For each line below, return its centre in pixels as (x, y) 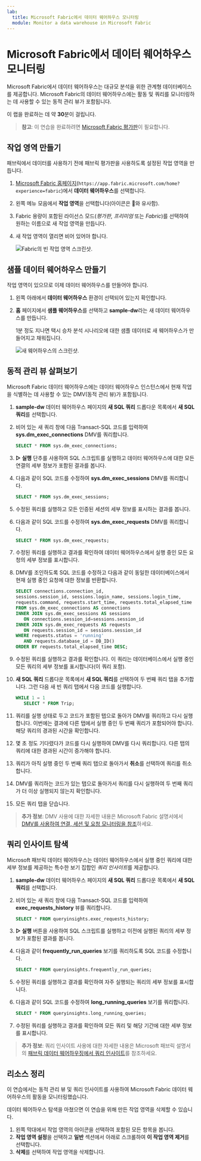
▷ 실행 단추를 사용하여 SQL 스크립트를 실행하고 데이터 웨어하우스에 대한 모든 (105, 458)
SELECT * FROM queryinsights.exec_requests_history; (82, 919)
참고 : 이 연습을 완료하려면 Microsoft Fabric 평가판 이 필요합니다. (95, 127)
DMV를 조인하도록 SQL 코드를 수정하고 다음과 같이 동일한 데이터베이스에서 (102, 573)
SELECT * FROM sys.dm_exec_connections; (66, 446)
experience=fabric (38, 192)
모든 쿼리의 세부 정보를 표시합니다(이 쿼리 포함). (71, 666)
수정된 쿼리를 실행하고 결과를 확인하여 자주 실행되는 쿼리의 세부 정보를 (97, 982)
